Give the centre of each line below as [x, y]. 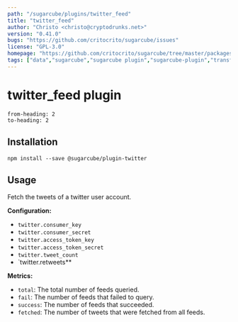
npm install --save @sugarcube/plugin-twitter [77, 158]
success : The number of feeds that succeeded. [86, 305]
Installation [33, 142]
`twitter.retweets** [45, 262]
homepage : [22, 54]
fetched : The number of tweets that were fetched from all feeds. [111, 312]
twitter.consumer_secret [54, 233]
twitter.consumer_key [49, 225]
